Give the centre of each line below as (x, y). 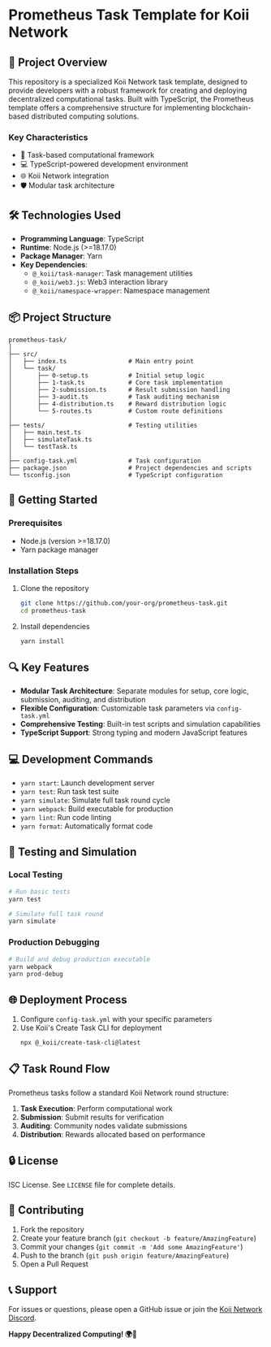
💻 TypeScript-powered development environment (104, 164)
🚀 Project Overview (58, 62)
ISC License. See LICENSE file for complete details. (92, 1184)
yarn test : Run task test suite (69, 792)
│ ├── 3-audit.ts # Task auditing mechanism (114, 397)
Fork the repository (52, 1230)
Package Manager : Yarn (61, 256)
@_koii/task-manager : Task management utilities (112, 273)
